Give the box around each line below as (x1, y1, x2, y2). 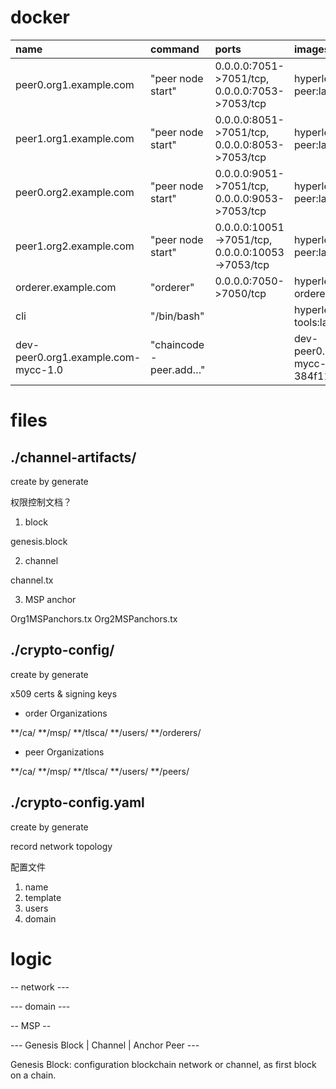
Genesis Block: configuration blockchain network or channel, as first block (10, 1058, 317, 1070)
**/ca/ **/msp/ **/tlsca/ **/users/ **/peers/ (10, 765, 190, 777)
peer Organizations (24, 746, 105, 758)
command (150, 42, 200, 56)
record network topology (10, 840, 113, 852)
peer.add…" (150, 362, 206, 376)
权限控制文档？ (10, 496, 72, 508)
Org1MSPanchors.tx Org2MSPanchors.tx (10, 612, 178, 625)
